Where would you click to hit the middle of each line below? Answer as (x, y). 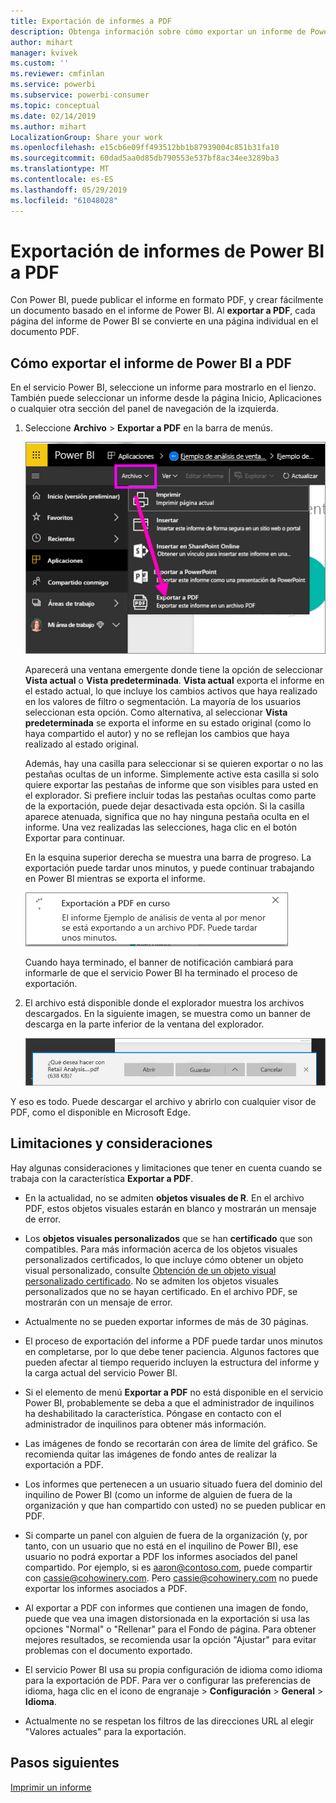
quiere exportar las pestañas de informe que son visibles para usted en (171, 784)
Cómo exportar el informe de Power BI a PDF (151, 363)
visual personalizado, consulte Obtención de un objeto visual (150, 1270)
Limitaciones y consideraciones (111, 1143)
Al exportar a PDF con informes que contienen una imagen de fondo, (166, 1607)
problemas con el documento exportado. (108, 1650)
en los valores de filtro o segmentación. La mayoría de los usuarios (163, 701)
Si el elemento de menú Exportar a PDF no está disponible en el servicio (174, 1392)
